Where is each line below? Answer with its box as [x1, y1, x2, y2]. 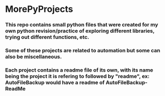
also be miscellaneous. [5, 53, 62, 60]
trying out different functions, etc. [5, 34, 89, 41]
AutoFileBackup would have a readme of [5, 79, 105, 86]
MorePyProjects [5, 3, 74, 15]
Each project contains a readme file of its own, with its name [5, 66, 154, 73]
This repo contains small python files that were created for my [5, 21, 159, 28]
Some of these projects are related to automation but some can [5, 47, 161, 54]
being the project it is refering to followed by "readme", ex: [5, 73, 150, 80]
